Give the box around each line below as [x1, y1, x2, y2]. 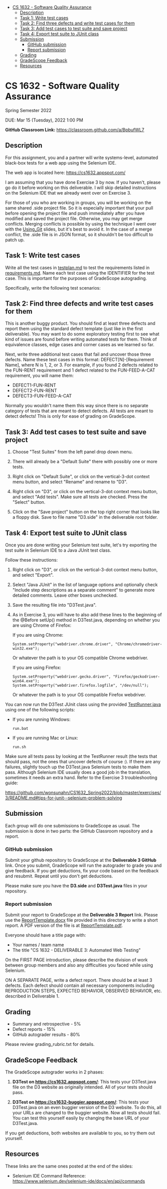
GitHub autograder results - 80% [12, 1031, 80, 1037]
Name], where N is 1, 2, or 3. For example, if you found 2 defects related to [5, 362, 159, 368]
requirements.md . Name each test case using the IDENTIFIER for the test [5, 270, 155, 276]
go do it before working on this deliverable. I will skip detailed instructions [5, 185, 157, 191]
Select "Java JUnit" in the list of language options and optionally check [12, 582, 158, 587]
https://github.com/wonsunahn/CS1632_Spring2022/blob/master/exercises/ [5, 790, 161, 795]
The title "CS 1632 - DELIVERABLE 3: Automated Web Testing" [12, 947, 141, 953]
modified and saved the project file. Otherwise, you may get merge [5, 215, 143, 222]
